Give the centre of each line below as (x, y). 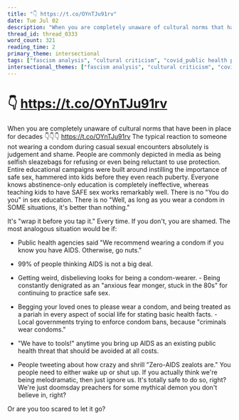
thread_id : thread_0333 (43, 34)
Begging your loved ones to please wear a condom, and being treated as (124, 307)
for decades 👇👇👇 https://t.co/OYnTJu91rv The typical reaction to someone (117, 136)
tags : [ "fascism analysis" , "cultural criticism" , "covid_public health (117, 61)
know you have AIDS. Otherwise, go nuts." (80, 250)
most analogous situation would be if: (62, 228)
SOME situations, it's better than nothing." (69, 207)
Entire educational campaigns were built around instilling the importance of (117, 169)
